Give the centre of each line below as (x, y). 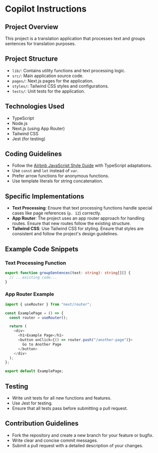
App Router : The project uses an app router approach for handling (78, 218)
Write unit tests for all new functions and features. (62, 398)
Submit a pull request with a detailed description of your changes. (78, 445)
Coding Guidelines (33, 154)
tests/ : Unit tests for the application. (49, 91)
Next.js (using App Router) (38, 128)
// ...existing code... (33, 277)
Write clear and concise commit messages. (55, 440)
